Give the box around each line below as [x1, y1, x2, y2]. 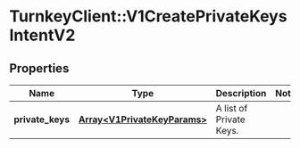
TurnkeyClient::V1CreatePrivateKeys [9, 6, 287, 27]
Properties [9, 61, 70, 76]
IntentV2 [9, 25, 76, 45]
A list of [215, 103, 248, 114]
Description [215, 87, 267, 99]
